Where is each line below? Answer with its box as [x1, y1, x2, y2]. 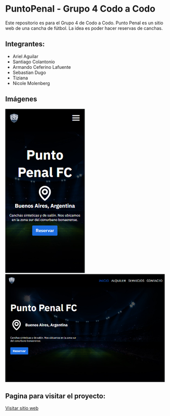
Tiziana [12, 74, 28, 81]
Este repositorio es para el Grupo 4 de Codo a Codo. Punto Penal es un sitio [5, 20, 163, 26]
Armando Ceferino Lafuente [12, 64, 71, 70]
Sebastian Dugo [12, 69, 47, 75]
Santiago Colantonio [12, 59, 55, 65]
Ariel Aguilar [12, 53, 39, 59]
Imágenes [5, 95, 37, 104]
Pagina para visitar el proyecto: [5, 392, 106, 400]
